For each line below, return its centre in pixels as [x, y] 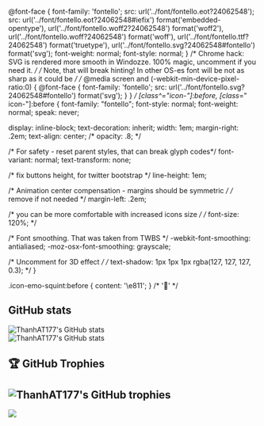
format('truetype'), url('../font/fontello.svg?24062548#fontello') [152, 45]
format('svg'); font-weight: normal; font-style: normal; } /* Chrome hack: [126, 53]
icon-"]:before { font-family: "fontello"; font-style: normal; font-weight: [123, 104]
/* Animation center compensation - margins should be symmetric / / [121, 190]
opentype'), [27, 28]
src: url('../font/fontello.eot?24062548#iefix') [81, 20]
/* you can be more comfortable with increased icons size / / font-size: [124, 214]
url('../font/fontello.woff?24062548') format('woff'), [92, 36]
